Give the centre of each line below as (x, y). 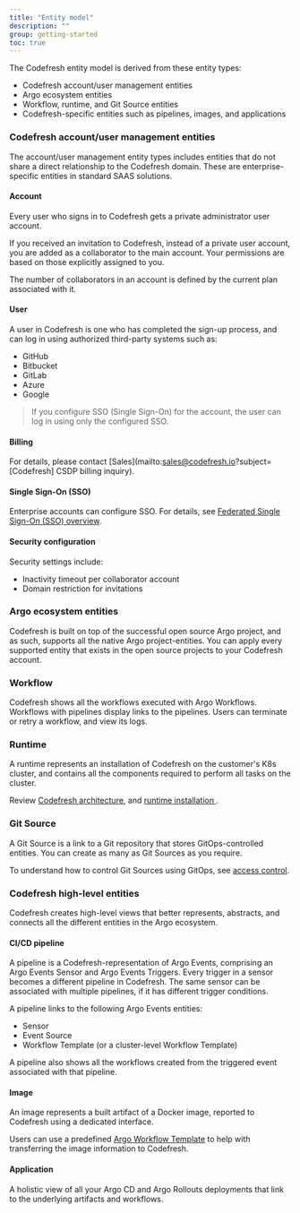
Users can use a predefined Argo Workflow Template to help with (130, 1140)
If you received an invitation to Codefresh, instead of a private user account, (150, 243)
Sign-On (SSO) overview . (56, 521)
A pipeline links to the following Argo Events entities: (106, 1009)
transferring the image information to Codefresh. (99, 1148)
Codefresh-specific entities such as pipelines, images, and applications (154, 114)
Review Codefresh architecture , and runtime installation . (114, 800)
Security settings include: (56, 562)
